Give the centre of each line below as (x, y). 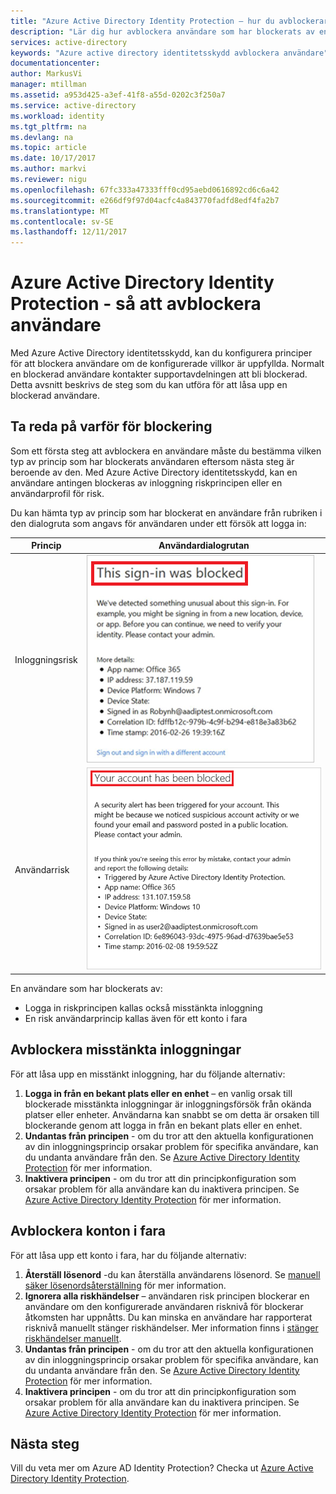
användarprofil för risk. (57, 493)
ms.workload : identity (57, 116)
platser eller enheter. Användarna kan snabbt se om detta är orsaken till (172, 1114)
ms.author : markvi (48, 169)
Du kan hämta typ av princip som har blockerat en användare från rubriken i (166, 512)
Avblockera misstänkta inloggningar (126, 1050)
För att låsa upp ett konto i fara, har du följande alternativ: (128, 1255)
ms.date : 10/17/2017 (53, 158)
